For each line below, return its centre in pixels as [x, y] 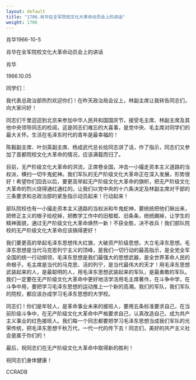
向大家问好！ [21, 108]
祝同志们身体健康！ [29, 360]
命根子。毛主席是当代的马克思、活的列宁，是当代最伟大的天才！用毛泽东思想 [98, 265]
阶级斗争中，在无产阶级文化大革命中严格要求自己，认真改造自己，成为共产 [100, 313]
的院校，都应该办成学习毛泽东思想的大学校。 [60, 294]
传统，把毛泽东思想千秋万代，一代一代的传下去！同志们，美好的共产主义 [98, 328]
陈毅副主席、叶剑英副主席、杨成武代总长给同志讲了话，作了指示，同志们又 [95, 147]
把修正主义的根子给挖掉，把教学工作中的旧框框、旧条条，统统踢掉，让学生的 [98, 216]
